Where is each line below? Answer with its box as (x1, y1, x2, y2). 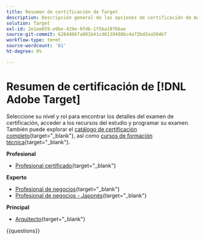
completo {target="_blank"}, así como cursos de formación (6, 132, 153, 139)
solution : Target (6, 20, 50, 26)
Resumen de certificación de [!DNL (6, 79, 186, 93)
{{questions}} (6, 227, 41, 234)
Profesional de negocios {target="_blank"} (15, 185, 120, 193)
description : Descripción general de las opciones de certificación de (6, 15, 191, 21)
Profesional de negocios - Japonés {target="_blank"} (15, 192, 147, 199)
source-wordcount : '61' (6, 43, 67, 49)
